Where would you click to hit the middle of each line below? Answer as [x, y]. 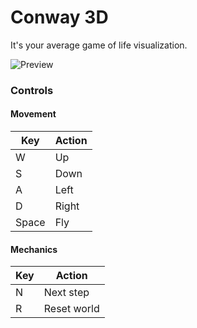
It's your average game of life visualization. [99, 45]
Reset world [71, 309]
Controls [32, 90]
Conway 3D [59, 17]
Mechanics [34, 249]
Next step [66, 293]
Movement [33, 114]
